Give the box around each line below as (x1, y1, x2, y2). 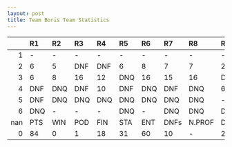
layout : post (7, 10, 45, 17)
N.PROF (188, 117, 214, 127)
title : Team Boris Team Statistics (7, 17, 110, 23)
